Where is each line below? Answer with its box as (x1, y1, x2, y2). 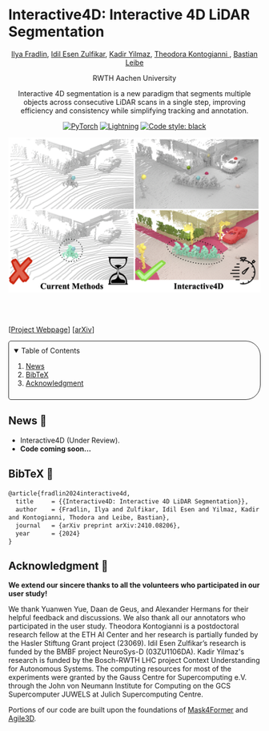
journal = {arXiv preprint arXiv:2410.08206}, (15, 521, 181, 530)
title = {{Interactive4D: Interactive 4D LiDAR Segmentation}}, (15, 497, 249, 506)
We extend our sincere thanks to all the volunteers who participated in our (8, 580, 260, 590)
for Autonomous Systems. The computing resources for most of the (8, 664, 232, 674)
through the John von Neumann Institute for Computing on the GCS (8, 681, 231, 691)
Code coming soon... (19, 443, 92, 454)
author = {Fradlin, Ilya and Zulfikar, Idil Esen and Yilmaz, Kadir (15, 505, 260, 514)
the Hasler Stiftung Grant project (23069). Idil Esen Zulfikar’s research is (8, 639, 247, 648)
